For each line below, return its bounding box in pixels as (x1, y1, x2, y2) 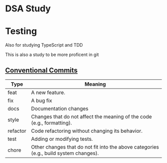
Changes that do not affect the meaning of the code (31, 113, 152, 120)
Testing (5, 26, 37, 37)
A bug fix (31, 97, 52, 104)
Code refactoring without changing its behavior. (31, 127, 143, 134)
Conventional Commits (5, 66, 78, 74)
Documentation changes (31, 105, 88, 112)
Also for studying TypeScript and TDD (5, 42, 83, 48)
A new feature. (31, 89, 66, 96)
